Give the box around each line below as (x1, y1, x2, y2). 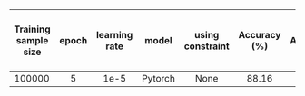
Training (14, 23, 52, 35)
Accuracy (238, 29, 281, 41)
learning (95, 29, 133, 41)
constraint (183, 40, 230, 53)
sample (15, 34, 49, 46)
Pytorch (142, 72, 175, 84)
